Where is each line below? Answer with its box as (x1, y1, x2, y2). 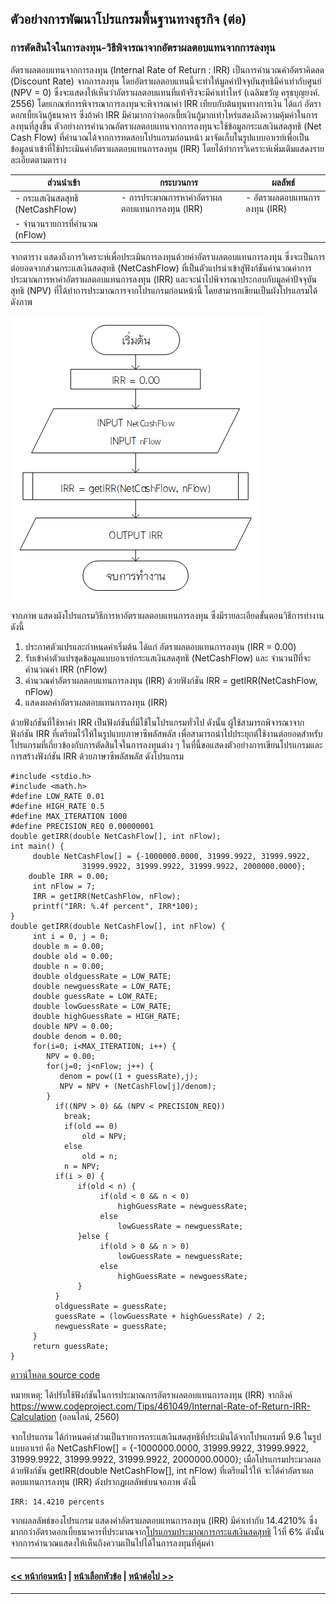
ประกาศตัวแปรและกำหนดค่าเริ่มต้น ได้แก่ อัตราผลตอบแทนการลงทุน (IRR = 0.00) (24, 641, 297, 653)
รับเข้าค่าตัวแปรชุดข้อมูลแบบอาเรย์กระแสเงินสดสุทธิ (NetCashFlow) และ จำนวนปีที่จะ (24, 652, 312, 664)
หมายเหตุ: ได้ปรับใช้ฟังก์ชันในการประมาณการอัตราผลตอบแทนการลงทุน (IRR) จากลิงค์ (10, 1389, 293, 1401)
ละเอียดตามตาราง (10, 153, 67, 166)
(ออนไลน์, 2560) (58, 1411, 120, 1423)
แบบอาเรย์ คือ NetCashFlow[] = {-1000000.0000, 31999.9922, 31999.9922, (10, 1442, 309, 1454)
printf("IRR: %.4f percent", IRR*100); (32, 902, 199, 912)
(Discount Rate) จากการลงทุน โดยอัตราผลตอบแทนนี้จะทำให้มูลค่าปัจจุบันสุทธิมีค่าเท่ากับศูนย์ (10, 75, 322, 87)
